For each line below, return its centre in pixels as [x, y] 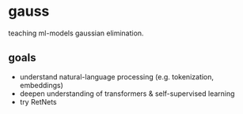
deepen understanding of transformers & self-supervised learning [127, 94]
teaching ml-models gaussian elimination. [76, 33]
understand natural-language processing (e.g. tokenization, [117, 76]
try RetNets [38, 101]
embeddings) [41, 85]
